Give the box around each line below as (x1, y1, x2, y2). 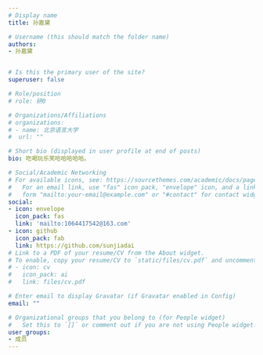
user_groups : (8, 328, 51, 336)
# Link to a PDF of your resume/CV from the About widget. (8, 248, 205, 257)
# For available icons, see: (8, 176, 103, 184)
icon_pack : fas (15, 212, 65, 220)
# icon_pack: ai (8, 271, 68, 279)
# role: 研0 (8, 97, 46, 105)
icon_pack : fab (15, 234, 65, 242)
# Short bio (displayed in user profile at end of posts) (8, 147, 201, 155)
